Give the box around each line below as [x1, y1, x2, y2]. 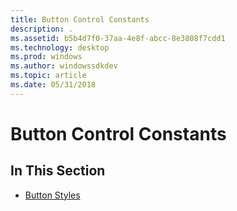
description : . [10, 24, 74, 34]
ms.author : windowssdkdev [10, 61, 118, 71]
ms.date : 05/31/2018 [10, 80, 97, 90]
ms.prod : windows [10, 52, 83, 62]
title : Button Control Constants [10, 14, 150, 25]
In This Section [10, 162, 106, 180]
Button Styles [24, 189, 81, 201]
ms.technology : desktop [10, 42, 110, 53]
